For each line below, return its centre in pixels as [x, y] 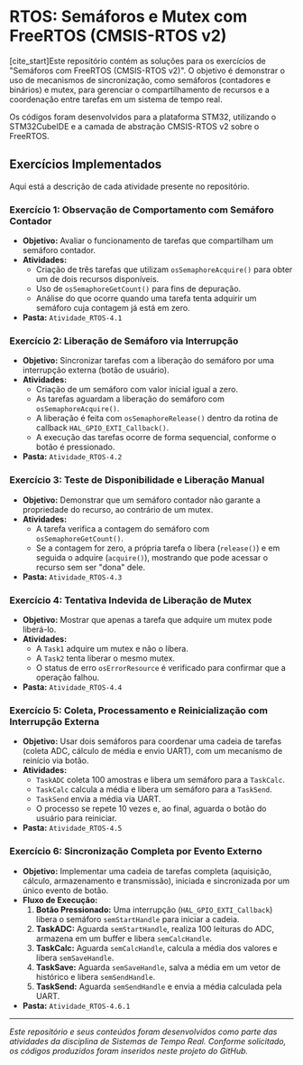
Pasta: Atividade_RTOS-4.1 [72, 317]
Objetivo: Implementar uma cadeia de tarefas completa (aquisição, [147, 871]
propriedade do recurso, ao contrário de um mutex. [118, 509]
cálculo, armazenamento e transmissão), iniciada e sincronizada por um [156, 881]
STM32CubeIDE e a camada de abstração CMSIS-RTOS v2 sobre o [134, 126]
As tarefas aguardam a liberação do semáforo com [130, 399]
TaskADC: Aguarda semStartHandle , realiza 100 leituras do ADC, [155, 928]
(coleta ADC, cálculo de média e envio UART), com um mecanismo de [152, 751]
